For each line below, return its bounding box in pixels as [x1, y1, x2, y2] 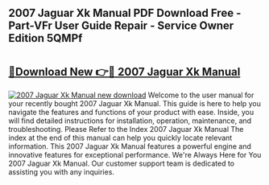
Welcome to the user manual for [147, 90, 255, 100]
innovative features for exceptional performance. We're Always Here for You [8, 150, 262, 159]
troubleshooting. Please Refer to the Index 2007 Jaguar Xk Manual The [8, 125, 244, 134]
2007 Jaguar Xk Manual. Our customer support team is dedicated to [8, 158, 235, 168]
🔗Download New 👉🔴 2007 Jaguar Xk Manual [8, 64, 241, 79]
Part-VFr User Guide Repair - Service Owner [8, 19, 234, 33]
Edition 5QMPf [8, 31, 83, 45]
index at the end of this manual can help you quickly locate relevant [8, 133, 233, 142]
